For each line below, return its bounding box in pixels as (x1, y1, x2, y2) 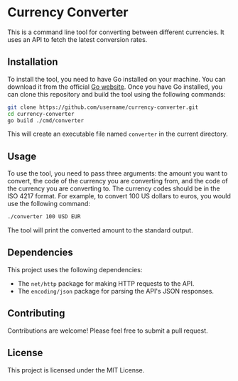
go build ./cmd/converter (7, 117, 84, 124)
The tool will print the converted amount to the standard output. (7, 226, 193, 235)
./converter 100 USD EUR (7, 213, 81, 220)
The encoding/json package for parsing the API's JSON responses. (17, 286, 215, 295)
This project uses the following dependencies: (7, 265, 143, 274)
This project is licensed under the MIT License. (7, 365, 145, 374)
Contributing (7, 307, 65, 320)
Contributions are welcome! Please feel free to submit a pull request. (7, 326, 208, 335)
